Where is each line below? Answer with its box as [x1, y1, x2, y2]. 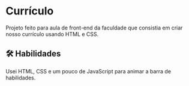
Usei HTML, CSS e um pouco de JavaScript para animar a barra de [5, 67, 172, 75]
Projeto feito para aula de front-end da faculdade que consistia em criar [5, 24, 183, 31]
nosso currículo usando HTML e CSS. [5, 30, 99, 37]
